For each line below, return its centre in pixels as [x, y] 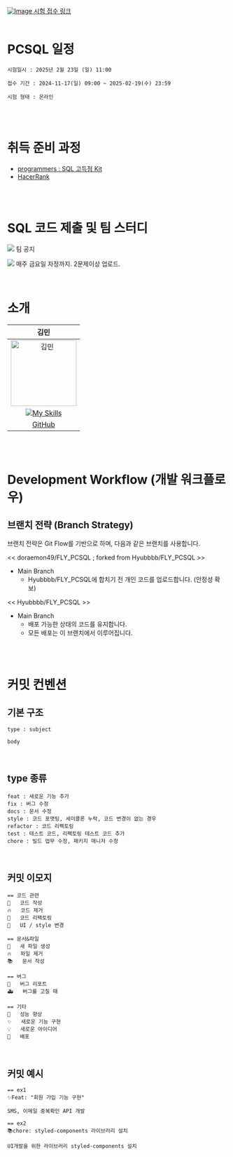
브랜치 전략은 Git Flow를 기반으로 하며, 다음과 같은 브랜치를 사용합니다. [104, 543]
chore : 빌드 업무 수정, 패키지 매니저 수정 [63, 841]
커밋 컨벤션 [37, 685]
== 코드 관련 [23, 896]
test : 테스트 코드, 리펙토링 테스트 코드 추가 [66, 834]
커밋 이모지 [30, 878]
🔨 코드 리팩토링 [30, 918]
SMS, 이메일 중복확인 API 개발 [46, 1111]
